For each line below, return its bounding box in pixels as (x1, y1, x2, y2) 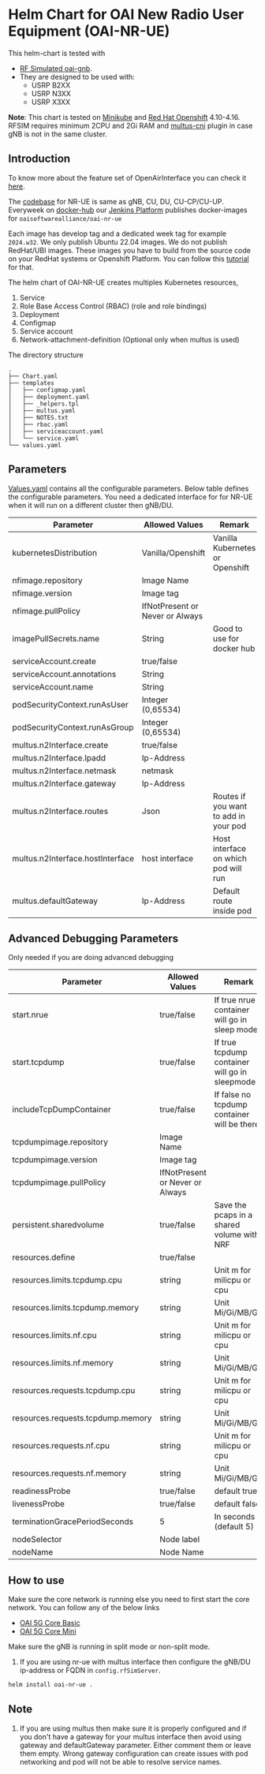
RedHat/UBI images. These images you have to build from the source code (8, 245, 251, 255)
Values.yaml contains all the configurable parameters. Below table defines (8, 484, 249, 493)
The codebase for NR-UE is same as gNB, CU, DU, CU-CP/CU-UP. (8, 196, 225, 206)
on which (212, 853, 247, 864)
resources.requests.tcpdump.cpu (12, 1385, 136, 1396)
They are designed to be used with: (19, 72, 136, 81)
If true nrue (214, 995, 256, 1006)
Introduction (8, 152, 71, 166)
